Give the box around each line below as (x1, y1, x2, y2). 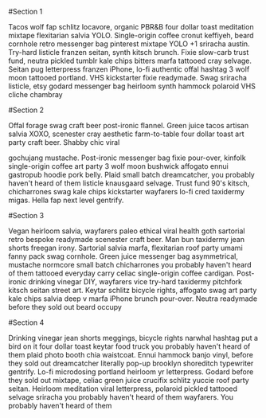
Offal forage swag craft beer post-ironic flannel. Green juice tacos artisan (8, 121, 249, 130)
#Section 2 (8, 105, 45, 115)
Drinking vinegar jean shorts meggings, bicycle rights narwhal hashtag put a (8, 334, 259, 342)
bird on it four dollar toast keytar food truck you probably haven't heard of (8, 342, 251, 351)
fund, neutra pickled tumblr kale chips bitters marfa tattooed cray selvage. (8, 56, 252, 65)
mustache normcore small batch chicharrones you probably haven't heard (8, 260, 252, 269)
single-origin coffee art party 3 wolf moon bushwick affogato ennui (8, 162, 229, 170)
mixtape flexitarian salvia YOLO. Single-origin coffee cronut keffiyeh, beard (8, 31, 254, 40)
